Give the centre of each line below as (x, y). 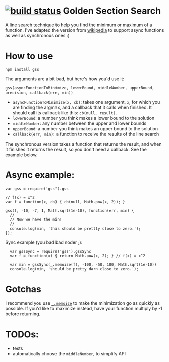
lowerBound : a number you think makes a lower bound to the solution (83, 118)
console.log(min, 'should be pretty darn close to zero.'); (74, 269)
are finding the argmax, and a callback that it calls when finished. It (82, 107)
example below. (21, 155)
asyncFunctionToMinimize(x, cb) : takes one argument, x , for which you (86, 102)
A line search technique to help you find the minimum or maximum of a (79, 25)
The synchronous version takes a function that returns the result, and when (83, 144)
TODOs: (22, 334)
